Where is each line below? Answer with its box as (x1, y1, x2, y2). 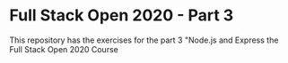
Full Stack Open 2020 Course (9, 43, 118, 54)
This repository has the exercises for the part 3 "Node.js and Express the (9, 35, 279, 45)
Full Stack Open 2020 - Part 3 (9, 5, 234, 26)
